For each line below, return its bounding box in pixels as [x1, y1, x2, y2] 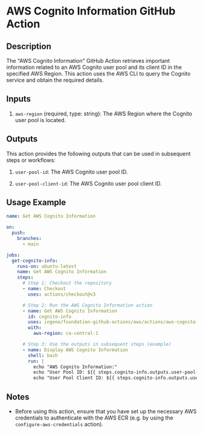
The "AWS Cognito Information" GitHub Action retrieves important [6, 57, 170, 64]
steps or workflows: [6, 156, 56, 164]
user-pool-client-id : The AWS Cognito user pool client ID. [14, 180, 162, 187]
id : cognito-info [28, 313, 71, 320]
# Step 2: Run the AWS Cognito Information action [22, 302, 153, 308]
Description [6, 41, 51, 51]
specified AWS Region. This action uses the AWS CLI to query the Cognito [6, 70, 191, 77]
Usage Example [6, 198, 66, 208]
